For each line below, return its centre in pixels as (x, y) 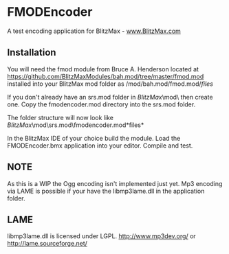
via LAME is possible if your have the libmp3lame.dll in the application (106, 191)
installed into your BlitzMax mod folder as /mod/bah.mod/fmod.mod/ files (110, 84)
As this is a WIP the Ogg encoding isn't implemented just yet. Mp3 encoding (115, 183)
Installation (32, 53)
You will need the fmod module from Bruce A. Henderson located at (103, 69)
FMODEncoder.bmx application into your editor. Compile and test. (100, 146)
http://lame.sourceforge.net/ (47, 244)
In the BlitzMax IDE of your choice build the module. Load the (94, 138)
